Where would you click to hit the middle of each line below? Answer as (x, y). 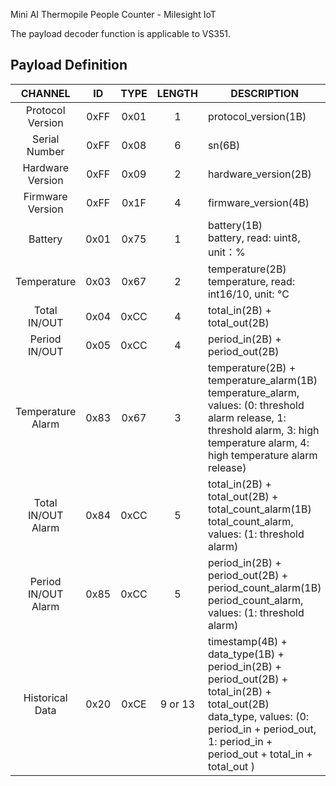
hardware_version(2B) (259, 174)
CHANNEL (45, 93)
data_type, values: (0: (258, 716)
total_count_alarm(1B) (259, 509)
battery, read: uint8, (254, 237)
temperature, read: (251, 281)
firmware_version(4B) (258, 202)
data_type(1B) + (246, 654)
